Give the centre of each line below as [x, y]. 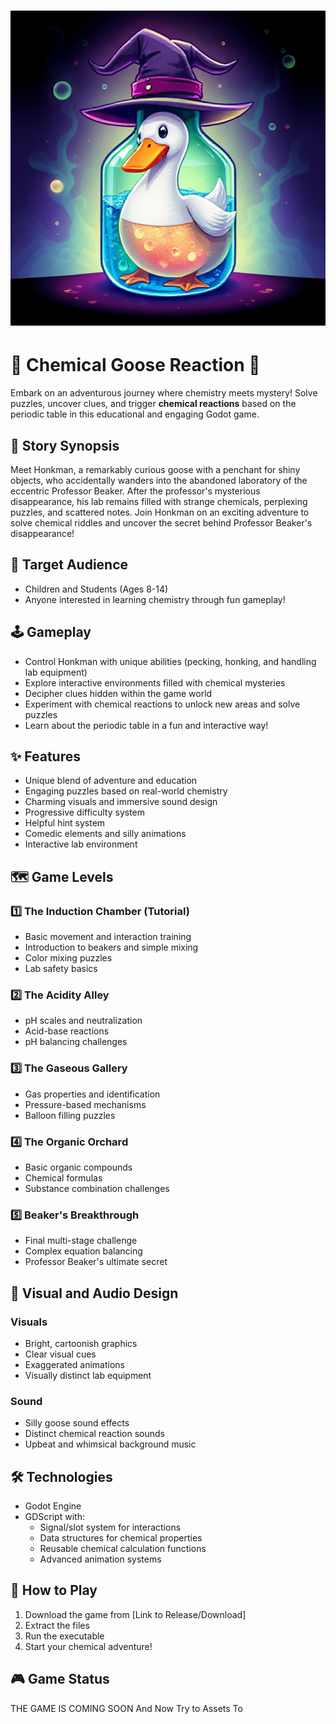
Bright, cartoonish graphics [81, 1343]
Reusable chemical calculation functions [123, 1549]
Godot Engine [53, 1506]
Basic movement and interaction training [108, 937]
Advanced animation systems [100, 1559]
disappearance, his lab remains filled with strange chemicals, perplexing [159, 501]
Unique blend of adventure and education [111, 781]
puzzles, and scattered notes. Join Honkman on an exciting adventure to [160, 512]
